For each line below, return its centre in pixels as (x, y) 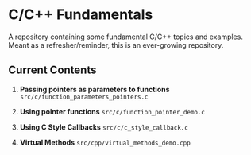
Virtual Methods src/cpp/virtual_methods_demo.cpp (105, 142)
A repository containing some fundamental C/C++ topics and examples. (126, 37)
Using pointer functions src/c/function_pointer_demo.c (112, 111)
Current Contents (52, 70)
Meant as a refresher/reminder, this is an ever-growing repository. (116, 45)
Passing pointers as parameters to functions (95, 89)
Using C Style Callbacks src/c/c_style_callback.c (104, 127)
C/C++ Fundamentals (81, 15)
